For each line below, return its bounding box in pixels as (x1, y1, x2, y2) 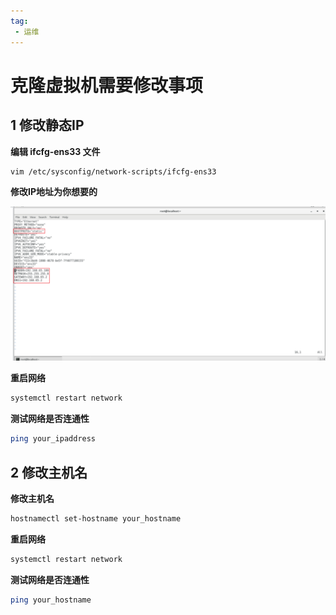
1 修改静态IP (10, 117, 85, 134)
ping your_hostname (10, 595, 92, 605)
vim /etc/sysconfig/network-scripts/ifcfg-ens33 (10, 166, 217, 177)
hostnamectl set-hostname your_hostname (10, 514, 182, 524)
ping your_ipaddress (10, 434, 97, 444)
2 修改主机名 (10, 464, 88, 481)
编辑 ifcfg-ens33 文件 (10, 145, 101, 157)
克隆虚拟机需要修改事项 (10, 74, 204, 97)
